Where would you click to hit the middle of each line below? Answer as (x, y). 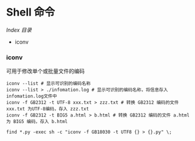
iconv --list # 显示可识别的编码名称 (49, 84)
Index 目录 (19, 30)
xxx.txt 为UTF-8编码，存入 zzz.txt (48, 109)
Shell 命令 (31, 12)
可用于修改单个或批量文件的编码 (45, 71)
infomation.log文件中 (32, 96)
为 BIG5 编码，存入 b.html (37, 122)
